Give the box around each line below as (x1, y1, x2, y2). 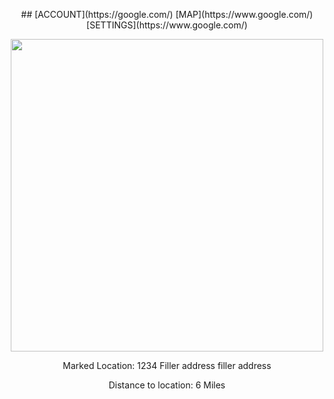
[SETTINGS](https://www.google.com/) (86, 19, 248, 31)
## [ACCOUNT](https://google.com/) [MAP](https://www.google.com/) (20, 9, 314, 20)
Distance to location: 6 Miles (108, 379, 226, 391)
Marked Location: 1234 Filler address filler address (62, 360, 272, 371)
